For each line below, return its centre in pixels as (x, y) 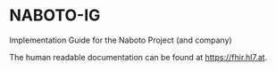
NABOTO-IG (55, 16)
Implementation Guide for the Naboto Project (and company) (121, 40)
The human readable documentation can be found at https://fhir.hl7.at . (138, 57)
